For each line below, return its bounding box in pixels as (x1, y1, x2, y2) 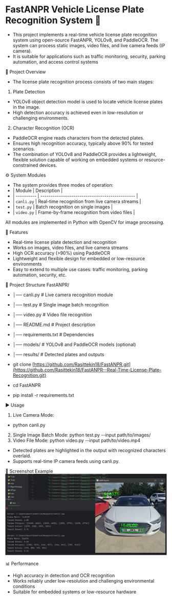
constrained (12, 162, 38, 168)
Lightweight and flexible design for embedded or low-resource (12, 255, 145, 261)
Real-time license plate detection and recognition (12, 239, 117, 245)
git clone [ (12, 361, 34, 367)
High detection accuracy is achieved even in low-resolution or (12, 109, 144, 115)
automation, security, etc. (12, 272, 67, 278)
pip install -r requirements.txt (12, 392, 74, 398)
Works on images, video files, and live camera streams (12, 244, 128, 250)
